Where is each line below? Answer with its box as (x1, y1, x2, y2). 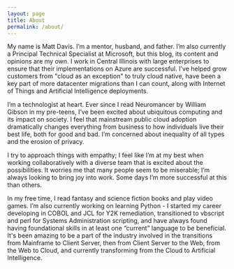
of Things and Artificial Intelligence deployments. (7, 87, 149, 95)
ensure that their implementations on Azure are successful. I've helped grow (7, 64, 227, 73)
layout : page (7, 10, 45, 17)
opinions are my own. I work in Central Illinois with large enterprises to (7, 57, 210, 66)
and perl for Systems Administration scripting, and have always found (7, 217, 207, 225)
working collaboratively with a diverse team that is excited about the (7, 159, 204, 167)
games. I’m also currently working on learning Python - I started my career (7, 202, 222, 210)
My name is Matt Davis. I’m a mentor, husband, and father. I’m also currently (7, 43, 226, 51)
